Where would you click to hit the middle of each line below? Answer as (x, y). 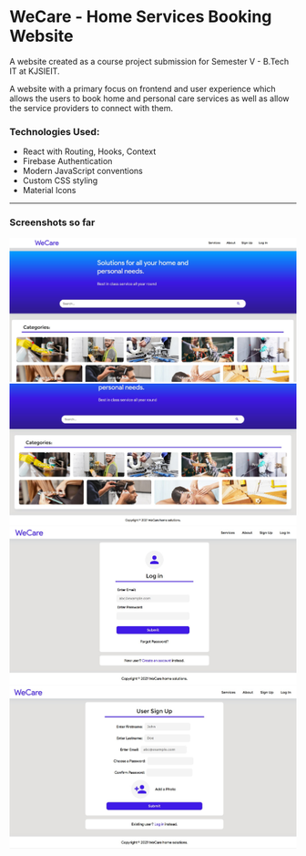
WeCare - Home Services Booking (141, 17)
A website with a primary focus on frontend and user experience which (143, 88)
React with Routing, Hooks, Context (89, 151)
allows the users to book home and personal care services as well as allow (149, 98)
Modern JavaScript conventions (82, 171)
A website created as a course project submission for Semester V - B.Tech (149, 61)
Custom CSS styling (60, 180)
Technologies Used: (55, 131)
